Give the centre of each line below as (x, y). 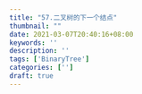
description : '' (39, 51)
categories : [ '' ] (42, 68)
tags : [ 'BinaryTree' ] (50, 59)
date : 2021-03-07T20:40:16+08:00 (71, 34)
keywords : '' (33, 43)
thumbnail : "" (36, 26)
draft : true (31, 76)
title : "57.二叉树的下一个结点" (63, 17)
